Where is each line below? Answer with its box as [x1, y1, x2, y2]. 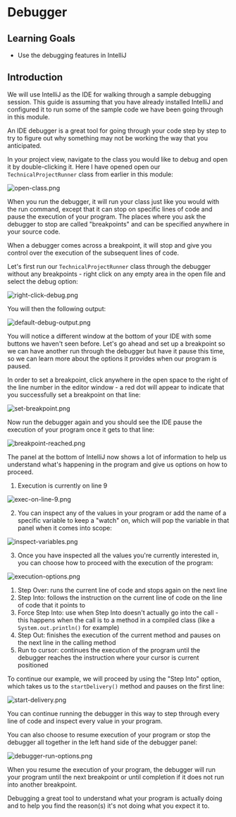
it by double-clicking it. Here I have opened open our [7, 162, 161, 171]
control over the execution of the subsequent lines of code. [7, 248, 180, 257]
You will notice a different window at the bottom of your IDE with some [7, 332, 211, 340]
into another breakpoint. [7, 780, 77, 789]
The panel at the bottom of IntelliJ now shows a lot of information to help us [7, 452, 227, 461]
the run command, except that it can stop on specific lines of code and [7, 205, 213, 213]
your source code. [7, 227, 61, 236]
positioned [17, 660, 49, 669]
